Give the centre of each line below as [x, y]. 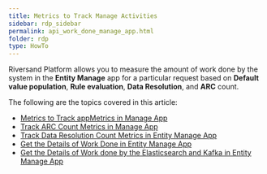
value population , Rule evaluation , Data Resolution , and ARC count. [124, 87]
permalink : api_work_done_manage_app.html [81, 31]
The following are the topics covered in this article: [93, 102]
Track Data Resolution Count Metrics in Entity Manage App [118, 136]
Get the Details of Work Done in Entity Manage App [106, 144]
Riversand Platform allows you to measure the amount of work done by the [133, 69]
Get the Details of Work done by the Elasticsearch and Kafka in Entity [136, 153]
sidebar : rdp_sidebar [45, 24]
